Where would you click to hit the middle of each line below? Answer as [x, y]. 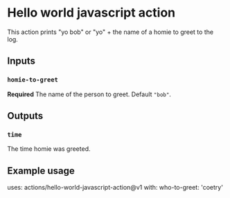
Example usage [41, 171]
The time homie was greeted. [49, 149]
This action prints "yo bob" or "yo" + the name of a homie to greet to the [110, 32]
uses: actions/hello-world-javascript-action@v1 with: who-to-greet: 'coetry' [115, 188]
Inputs [21, 61]
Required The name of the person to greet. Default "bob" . [89, 94]
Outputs [25, 116]
